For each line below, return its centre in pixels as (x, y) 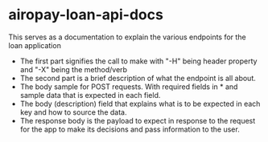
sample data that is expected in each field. (90, 95)
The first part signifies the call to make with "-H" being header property (138, 61)
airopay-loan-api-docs (86, 15)
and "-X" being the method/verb (73, 69)
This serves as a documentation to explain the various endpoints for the (128, 37)
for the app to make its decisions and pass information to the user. (130, 129)
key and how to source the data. (73, 112)
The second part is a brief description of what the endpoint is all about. (138, 78)
